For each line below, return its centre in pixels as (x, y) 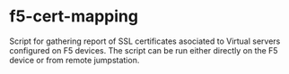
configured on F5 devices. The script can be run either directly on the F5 (144, 50)
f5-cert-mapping (74, 16)
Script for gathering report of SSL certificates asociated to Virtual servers (145, 41)
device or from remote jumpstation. (74, 60)
